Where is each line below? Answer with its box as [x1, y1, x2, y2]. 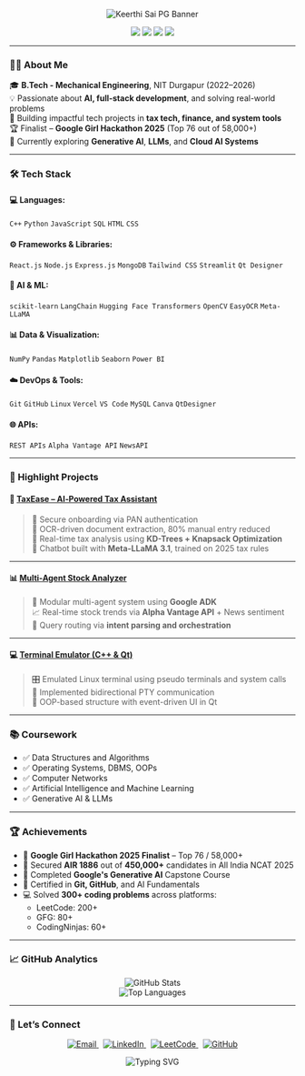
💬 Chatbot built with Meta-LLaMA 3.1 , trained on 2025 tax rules [31, 542, 270, 554]
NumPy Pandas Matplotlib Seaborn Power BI [9, 355, 165, 364]
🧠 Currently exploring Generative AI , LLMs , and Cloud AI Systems [9, 136, 259, 147]
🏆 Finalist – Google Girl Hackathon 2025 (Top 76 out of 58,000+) [9, 123, 257, 134]
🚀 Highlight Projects [9, 471, 99, 484]
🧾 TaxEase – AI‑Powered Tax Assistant [9, 493, 158, 504]
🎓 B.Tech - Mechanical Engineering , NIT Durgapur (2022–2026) [9, 80, 256, 91]
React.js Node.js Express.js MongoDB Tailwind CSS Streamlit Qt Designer [9, 260, 283, 270]
